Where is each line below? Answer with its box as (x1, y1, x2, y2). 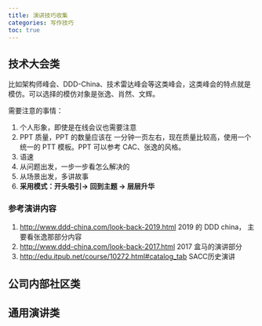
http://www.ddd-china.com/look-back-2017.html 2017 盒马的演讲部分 (19, 242, 242, 251)
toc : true (8, 26, 41, 34)
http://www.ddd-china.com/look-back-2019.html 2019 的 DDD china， (19, 222, 246, 232)
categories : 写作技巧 (8, 19, 75, 27)
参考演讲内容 (8, 203, 57, 214)
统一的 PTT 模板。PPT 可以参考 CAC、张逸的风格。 (19, 142, 186, 152)
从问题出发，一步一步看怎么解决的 (19, 162, 130, 171)
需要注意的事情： (8, 106, 64, 115)
